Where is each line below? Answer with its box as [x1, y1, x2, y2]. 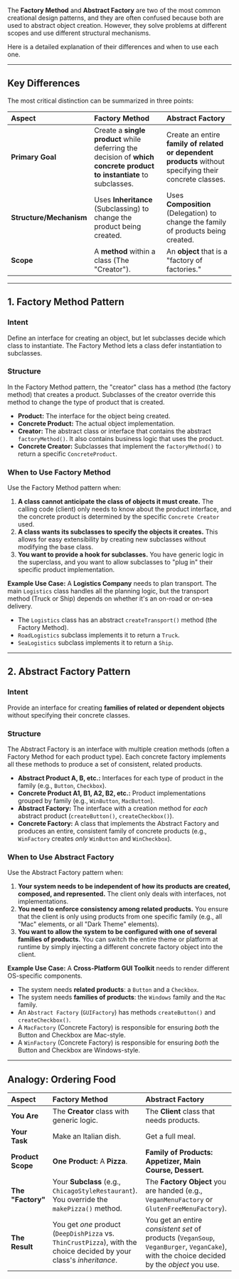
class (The [93, 255, 129, 265]
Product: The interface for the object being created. [17, 411, 171, 420]
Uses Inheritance [93, 195, 153, 204]
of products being [166, 226, 226, 236]
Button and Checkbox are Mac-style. [17, 1031, 126, 1040]
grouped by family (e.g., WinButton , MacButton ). [17, 797, 155, 805]
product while [93, 134, 142, 144]
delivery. [7, 602, 33, 611]
